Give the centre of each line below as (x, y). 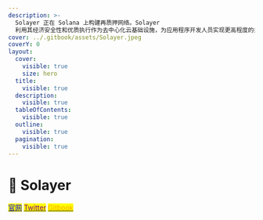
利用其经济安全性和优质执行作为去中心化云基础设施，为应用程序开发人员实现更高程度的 (135, 30)
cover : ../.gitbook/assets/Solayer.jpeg (75, 37)
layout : (21, 52)
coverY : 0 (24, 45)
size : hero (40, 74)
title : (26, 81)
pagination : (35, 139)
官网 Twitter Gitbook (41, 207)
